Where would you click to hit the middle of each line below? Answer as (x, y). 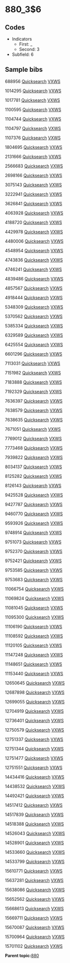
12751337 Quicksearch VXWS (34, 739)
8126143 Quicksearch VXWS (33, 485)
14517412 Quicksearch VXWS (34, 805)
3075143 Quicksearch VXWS (34, 185)
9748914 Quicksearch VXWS (34, 532)
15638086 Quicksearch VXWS (35, 890)
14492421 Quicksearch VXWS (35, 796)
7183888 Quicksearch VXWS (34, 382)
